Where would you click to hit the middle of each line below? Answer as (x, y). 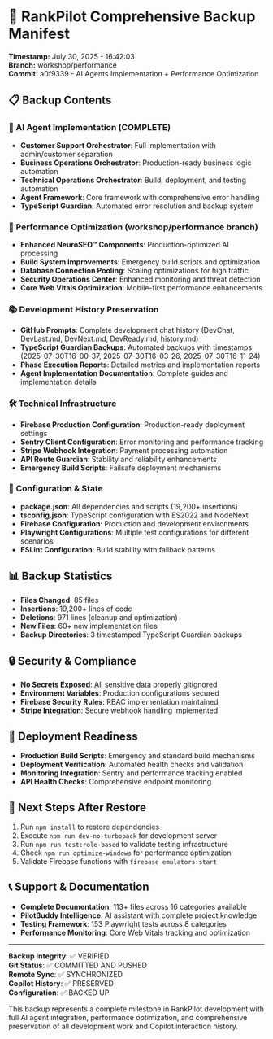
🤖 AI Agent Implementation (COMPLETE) (90, 128)
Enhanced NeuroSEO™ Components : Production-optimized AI (124, 244)
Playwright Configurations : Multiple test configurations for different (134, 532)
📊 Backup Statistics (61, 576)
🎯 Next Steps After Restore (77, 808)
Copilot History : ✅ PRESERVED (61, 983)
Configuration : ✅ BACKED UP (59, 993)
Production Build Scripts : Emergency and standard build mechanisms (138, 756)
